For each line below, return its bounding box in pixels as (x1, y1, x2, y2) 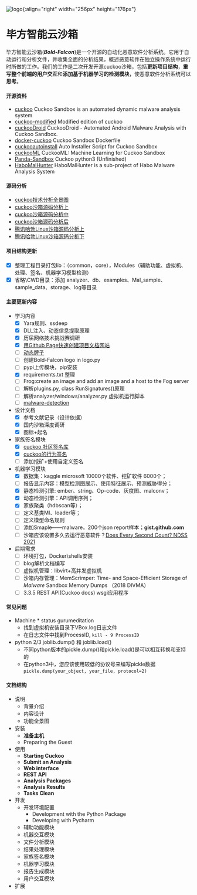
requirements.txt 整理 (23, 371, 75, 378)
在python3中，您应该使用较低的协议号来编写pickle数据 (23, 660, 156, 668)
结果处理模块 (23, 846, 55, 853)
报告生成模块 (23, 868, 55, 875)
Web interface (23, 765, 59, 772)
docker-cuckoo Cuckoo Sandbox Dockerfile (14, 137, 121, 144)
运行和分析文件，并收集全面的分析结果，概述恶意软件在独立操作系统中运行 (11, 56, 191, 63)
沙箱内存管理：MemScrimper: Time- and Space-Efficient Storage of (23, 574, 188, 581)
